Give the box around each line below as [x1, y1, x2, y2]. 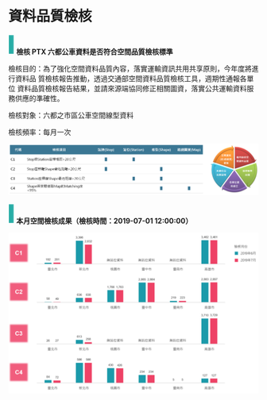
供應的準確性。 [14, 93, 64, 103]
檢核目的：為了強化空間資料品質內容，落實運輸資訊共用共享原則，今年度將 [8, 63, 252, 73]
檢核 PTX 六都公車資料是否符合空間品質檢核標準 [15, 47, 173, 56]
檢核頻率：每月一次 [8, 127, 72, 137]
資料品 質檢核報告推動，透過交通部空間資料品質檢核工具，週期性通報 [14, 73, 240, 83]
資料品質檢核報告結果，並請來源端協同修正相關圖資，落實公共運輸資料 [17, 83, 247, 93]
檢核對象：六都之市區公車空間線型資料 [8, 110, 133, 120]
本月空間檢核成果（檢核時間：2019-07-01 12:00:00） [15, 216, 193, 225]
